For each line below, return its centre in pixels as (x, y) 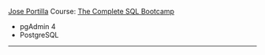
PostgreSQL (39, 35)
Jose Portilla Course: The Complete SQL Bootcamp (91, 11)
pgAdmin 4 (38, 26)
